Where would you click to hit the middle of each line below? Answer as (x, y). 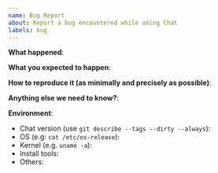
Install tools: (39, 153)
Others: (32, 162)
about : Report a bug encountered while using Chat (93, 23)
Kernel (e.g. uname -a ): (56, 145)
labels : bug (28, 30)
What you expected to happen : (60, 68)
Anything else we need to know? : (64, 98)
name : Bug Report (37, 15)
